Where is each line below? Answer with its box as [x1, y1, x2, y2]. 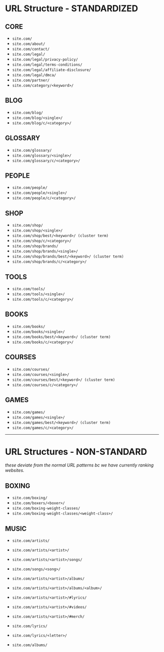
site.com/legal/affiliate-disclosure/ [12, 68, 91, 72]
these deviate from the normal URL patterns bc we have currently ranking [5, 462, 154, 468]
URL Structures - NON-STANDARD [5, 446, 147, 457]
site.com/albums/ [12, 643, 48, 648]
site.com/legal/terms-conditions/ [12, 62, 82, 67]
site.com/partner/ [12, 78, 50, 83]
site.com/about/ [12, 42, 45, 47]
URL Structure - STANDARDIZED [5, 3, 138, 14]
